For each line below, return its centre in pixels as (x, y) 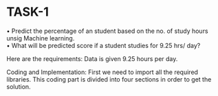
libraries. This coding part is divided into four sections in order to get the (109, 79)
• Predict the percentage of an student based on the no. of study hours (107, 31)
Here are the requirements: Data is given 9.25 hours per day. (92, 58)
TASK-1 (28, 12)
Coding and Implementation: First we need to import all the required (102, 72)
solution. (19, 86)
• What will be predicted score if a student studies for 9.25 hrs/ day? (103, 45)
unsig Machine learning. (41, 38)
